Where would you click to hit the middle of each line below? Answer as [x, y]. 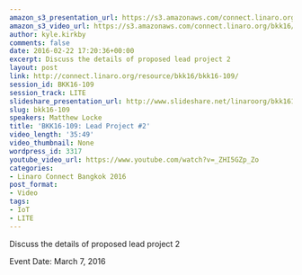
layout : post [34, 68]
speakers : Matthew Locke [56, 118]
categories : [31, 168]
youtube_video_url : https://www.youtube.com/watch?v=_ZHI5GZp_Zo [134, 160]
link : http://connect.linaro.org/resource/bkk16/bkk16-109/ [124, 76]
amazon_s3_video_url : [50, 26]
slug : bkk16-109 [40, 110]
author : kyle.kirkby [48, 34]
